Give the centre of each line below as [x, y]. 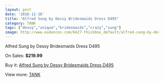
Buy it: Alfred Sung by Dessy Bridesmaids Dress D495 [59, 65]
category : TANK [20, 23]
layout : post [18, 10]
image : [12, 32]
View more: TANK [23, 74]
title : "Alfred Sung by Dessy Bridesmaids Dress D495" [62, 19]
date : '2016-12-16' [25, 14]
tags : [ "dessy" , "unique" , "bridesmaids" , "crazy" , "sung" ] [63, 28]
